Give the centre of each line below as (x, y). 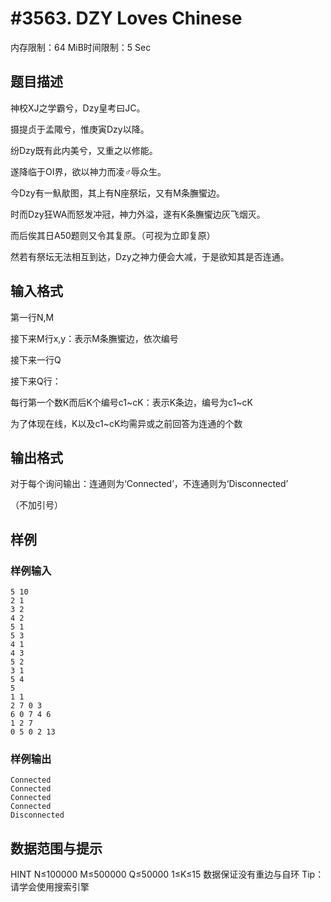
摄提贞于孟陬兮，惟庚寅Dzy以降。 (80, 129)
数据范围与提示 (56, 848)
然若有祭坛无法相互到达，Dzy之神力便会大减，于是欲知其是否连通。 (150, 256)
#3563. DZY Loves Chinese (126, 18)
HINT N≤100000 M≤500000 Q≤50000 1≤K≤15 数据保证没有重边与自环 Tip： (167, 874)
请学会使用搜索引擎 (50, 887)
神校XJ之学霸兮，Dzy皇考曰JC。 (78, 108)
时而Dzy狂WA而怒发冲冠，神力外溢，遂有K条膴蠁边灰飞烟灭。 (138, 214)
